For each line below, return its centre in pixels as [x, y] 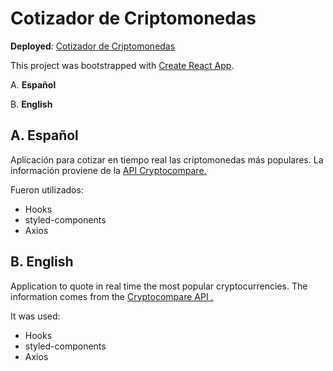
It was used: [35, 316]
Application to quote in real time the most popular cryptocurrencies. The [159, 286]
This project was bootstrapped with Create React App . [122, 65]
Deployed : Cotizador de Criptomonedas [93, 46]
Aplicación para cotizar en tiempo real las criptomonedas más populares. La [167, 159]
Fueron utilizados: [47, 189]
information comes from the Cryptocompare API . [112, 296]
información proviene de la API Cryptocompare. [108, 170]
